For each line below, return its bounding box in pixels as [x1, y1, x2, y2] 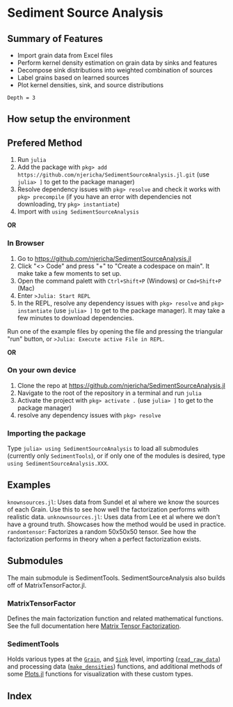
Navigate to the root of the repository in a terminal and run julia [17, 389, 202, 397]
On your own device [7, 365, 77, 375]
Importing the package [7, 428, 86, 438]
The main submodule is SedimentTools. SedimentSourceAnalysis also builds [7, 574, 226, 582]
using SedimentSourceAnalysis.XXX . [7, 459, 109, 468]
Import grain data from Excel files [17, 51, 113, 59]
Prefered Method [7, 137, 83, 149]
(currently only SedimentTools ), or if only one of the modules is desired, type [7, 452, 226, 460]
